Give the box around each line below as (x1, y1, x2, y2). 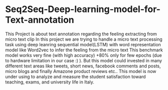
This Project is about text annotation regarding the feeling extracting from (5, 31, 157, 37)
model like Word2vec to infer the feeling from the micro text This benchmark (5, 47, 163, 53)
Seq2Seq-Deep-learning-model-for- (5, 4, 160, 15)
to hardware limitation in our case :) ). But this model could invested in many (5, 57, 162, 63)
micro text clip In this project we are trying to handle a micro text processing (5, 36, 163, 42)
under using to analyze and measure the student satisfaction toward (5, 73, 146, 79)
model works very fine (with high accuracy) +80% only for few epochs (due (5, 52, 162, 58)
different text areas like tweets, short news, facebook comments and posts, (5, 63, 161, 69)
